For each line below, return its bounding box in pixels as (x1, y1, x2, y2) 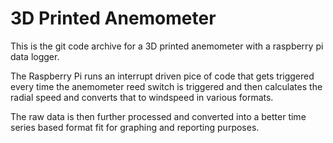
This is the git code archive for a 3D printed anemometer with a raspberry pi (10, 40, 324, 52)
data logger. (10, 50, 60, 62)
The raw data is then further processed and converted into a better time (10, 110, 307, 122)
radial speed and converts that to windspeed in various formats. (10, 91, 274, 103)
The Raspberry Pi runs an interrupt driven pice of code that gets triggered (10, 70, 315, 82)
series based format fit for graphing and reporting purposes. (10, 121, 260, 133)
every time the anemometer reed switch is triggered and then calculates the (10, 80, 323, 92)
